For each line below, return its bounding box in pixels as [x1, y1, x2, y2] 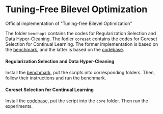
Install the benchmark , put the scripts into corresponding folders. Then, [5, 70, 155, 76]
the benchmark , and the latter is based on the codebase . [5, 46, 124, 52]
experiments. [5, 103, 33, 109]
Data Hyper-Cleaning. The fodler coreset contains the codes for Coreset [5, 36, 157, 42]
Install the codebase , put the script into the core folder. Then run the [5, 98, 149, 104]
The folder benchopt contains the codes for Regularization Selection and [5, 30, 156, 36]
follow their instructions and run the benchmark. [5, 75, 106, 81]
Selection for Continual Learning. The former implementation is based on [5, 41, 158, 47]
